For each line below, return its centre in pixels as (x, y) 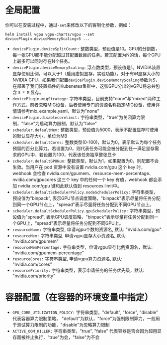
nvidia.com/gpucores (34, 179)
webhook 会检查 (29, 173)
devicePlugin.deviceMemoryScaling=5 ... (48, 39)
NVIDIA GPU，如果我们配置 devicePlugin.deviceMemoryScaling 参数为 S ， (86, 80)
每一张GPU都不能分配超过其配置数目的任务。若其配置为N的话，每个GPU (86, 55)
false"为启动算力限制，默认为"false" (60, 123)
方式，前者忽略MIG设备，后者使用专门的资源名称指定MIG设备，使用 (86, 105)
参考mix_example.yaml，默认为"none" (60, 111)
